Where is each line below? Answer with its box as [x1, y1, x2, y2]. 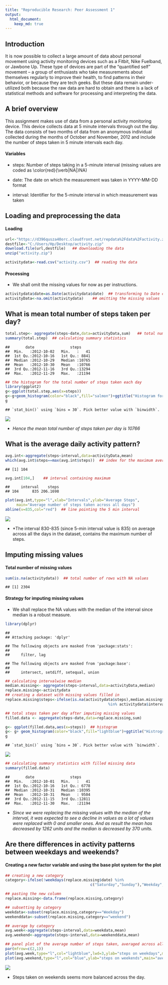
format [12, 182, 26, 188]
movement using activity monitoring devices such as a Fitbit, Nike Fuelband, [5, 59, 162, 65]
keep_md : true [14, 21, 43, 27]
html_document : [9, 17, 41, 22]
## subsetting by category [5, 905, 61, 910]
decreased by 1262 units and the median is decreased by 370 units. [12, 825, 152, 831]
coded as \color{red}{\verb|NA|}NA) [12, 167, 87, 173]
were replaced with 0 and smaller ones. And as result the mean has [12, 820, 152, 826]
